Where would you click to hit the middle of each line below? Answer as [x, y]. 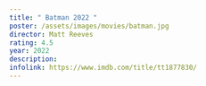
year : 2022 [29, 51]
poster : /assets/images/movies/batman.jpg [89, 26]
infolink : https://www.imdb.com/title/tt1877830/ [103, 68]
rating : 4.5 [31, 43]
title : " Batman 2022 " [54, 17]
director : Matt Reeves [51, 34]
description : [33, 59]
